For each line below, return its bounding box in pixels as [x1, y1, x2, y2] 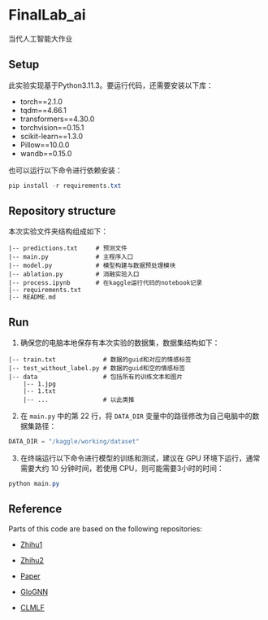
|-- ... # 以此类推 [23, 396, 136, 404]
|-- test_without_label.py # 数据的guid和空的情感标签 [8, 365, 185, 373]
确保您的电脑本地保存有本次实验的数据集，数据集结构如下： [19, 338, 220, 347]
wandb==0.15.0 [19, 148, 72, 158]
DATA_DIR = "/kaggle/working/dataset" [8, 438, 140, 446]
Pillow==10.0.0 [19, 140, 70, 150]
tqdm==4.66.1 [19, 105, 67, 115]
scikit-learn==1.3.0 [19, 131, 84, 141]
